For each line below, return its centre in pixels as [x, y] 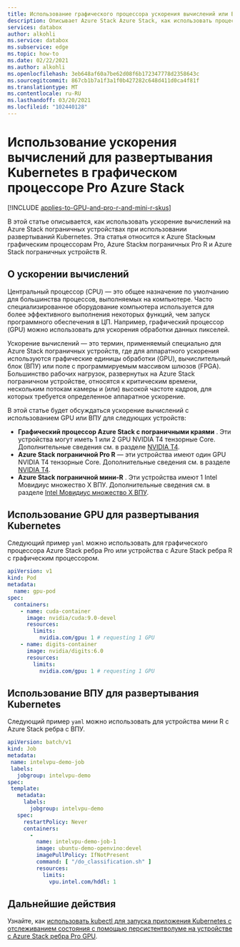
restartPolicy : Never [55, 822]
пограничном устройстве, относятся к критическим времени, [102, 381]
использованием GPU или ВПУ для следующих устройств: [97, 418]
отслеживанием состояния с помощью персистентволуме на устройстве [120, 928]
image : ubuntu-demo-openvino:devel [89, 848]
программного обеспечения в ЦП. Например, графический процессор [116, 321]
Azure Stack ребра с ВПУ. [46, 729]
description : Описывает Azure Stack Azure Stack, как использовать [110, 21]
